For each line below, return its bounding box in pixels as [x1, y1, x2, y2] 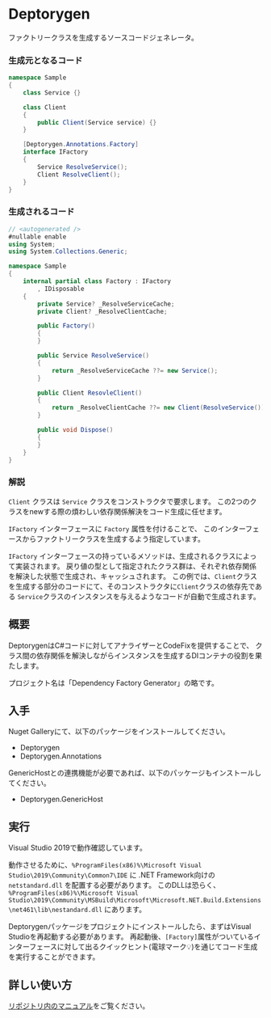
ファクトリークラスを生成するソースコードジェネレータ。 [8, 32, 199, 42]
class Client [23, 103, 67, 112]
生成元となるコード [8, 54, 83, 65]
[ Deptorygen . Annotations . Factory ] [23, 141, 139, 149]
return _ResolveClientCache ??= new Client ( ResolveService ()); [51, 403, 269, 412]
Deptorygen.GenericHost [19, 794, 103, 805]
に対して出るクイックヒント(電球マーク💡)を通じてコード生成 [56, 942, 258, 952]
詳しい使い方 [8, 978, 73, 991]
